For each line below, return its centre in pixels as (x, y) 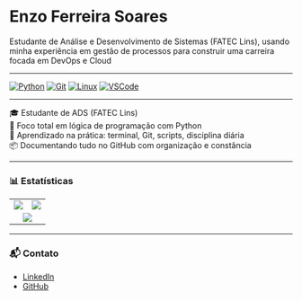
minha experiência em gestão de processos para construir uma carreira (142, 50)
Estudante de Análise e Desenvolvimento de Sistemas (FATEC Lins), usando (150, 41)
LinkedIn (38, 277)
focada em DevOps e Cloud (61, 60)
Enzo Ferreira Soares (89, 17)
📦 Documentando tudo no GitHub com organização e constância (130, 145)
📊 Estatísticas (41, 181)
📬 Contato (34, 253)
